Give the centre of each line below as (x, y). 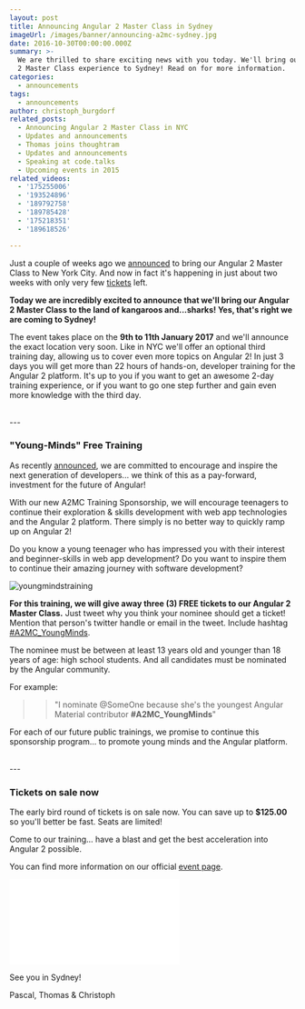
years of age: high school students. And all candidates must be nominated (148, 659)
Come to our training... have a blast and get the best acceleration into (139, 839)
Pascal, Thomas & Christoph (63, 995)
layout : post (34, 18)
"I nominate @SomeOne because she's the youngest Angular (169, 704)
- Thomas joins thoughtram (69, 145)
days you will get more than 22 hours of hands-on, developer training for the (152, 365)
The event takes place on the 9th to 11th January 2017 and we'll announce (149, 336)
